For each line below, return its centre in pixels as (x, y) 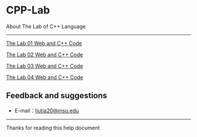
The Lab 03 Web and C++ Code (45, 66)
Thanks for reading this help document (53, 128)
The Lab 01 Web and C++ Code (44, 43)
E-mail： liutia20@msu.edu (47, 110)
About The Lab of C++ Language (46, 26)
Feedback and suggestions (57, 96)
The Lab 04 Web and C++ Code (45, 77)
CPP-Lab (28, 10)
